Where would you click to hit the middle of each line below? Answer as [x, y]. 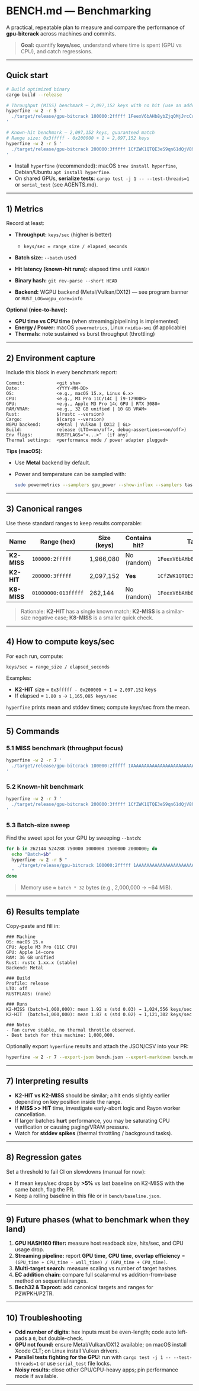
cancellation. [30, 1114]
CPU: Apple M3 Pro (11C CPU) [42, 947]
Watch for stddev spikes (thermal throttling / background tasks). [94, 1133]
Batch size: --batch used [46, 258]
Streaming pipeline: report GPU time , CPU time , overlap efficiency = [100, 1256]
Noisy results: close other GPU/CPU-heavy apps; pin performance [97, 1370]
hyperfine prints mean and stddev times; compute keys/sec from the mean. [98, 707]
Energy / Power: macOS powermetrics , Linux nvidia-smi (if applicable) [100, 327]
